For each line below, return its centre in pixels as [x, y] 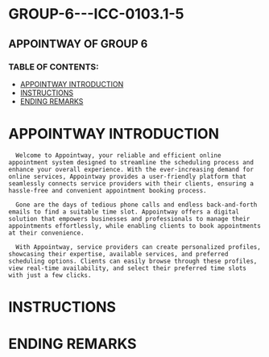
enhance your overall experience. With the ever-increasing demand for [131, 169]
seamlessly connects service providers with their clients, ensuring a [131, 183]
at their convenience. [46, 233]
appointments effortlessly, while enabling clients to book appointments [135, 226]
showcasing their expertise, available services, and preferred [118, 254]
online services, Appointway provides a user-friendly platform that [128, 176]
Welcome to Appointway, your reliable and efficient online [118, 155]
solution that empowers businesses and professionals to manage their [129, 218]
